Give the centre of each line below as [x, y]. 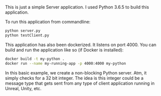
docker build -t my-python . [35, 59]
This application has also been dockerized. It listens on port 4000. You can [81, 45]
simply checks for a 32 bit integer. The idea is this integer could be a [74, 78]
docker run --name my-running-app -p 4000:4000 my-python [66, 63]
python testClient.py [27, 35]
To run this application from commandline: [48, 22]
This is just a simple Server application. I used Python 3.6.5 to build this [77, 7]
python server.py [23, 31]
